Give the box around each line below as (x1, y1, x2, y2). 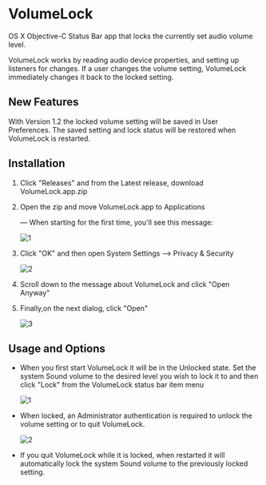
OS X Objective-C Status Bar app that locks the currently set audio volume (8, 31, 253, 41)
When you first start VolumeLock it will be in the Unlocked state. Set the (19, 363, 256, 372)
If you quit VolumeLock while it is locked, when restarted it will (19, 451, 225, 460)
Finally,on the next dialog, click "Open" (19, 303, 149, 312)
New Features (8, 95, 79, 109)
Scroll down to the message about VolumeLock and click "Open (19, 279, 230, 288)
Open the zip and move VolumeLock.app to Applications (19, 201, 205, 212)
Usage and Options (8, 341, 106, 356)
